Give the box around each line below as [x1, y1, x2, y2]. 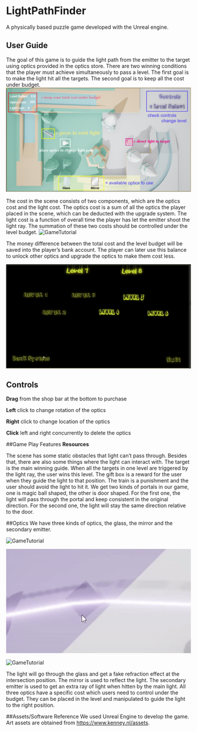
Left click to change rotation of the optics [6, 407, 106, 414]
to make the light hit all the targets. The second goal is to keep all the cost [6, 75, 185, 82]
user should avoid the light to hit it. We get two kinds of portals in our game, [6, 483, 189, 491]
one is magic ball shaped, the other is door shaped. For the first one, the [6, 490, 181, 497]
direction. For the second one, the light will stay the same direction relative [6, 502, 186, 509]
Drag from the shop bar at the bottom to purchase [6, 395, 127, 403]
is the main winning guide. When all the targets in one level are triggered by [6, 465, 189, 472]
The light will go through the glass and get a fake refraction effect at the [6, 670, 180, 677]
